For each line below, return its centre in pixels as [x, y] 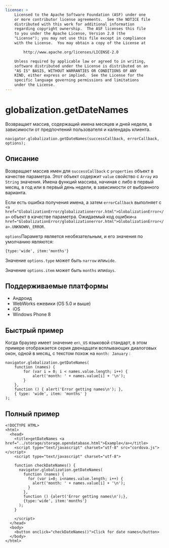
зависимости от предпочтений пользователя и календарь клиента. [78, 129]
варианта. [16, 192]
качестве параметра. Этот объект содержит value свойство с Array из [82, 176]
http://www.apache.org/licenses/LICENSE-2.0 [71, 52]
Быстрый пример [34, 330]
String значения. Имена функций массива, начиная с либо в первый [79, 182]
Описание [22, 159]
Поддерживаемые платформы [57, 286]
